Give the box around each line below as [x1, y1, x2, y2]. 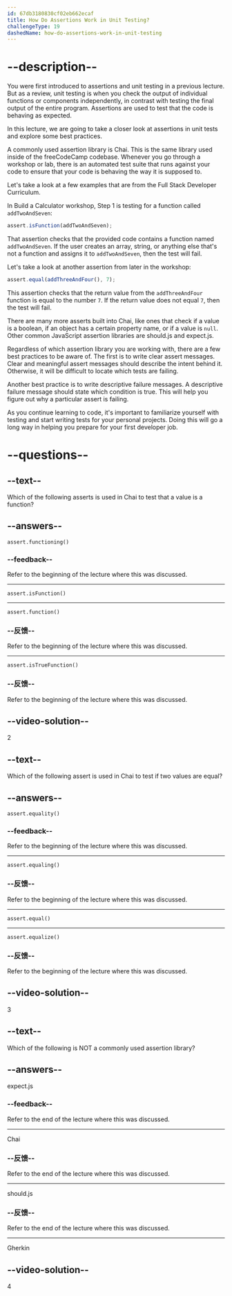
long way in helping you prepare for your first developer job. [7, 423, 178, 431]
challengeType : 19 [7, 23, 60, 30]
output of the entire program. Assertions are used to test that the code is [7, 104, 214, 113]
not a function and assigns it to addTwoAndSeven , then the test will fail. [7, 249, 202, 258]
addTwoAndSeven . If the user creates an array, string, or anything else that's [7, 242, 217, 251]
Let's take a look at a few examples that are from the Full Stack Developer [7, 181, 217, 189]
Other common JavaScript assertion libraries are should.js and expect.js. [7, 331, 214, 339]
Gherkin [7, 1244, 30, 1252]
